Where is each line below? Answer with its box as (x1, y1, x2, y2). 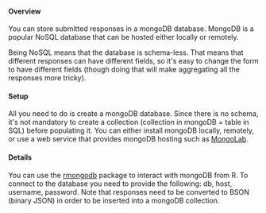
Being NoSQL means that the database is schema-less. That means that (8, 48, 244, 57)
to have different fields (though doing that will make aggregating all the (8, 64, 240, 75)
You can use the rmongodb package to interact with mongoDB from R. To (8, 170, 249, 180)
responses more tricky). (8, 73, 87, 83)
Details (8, 153, 33, 162)
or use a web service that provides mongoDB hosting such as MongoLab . (8, 134, 249, 144)
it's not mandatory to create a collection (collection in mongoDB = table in (8, 118, 249, 127)
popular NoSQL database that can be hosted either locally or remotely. (8, 33, 240, 42)
